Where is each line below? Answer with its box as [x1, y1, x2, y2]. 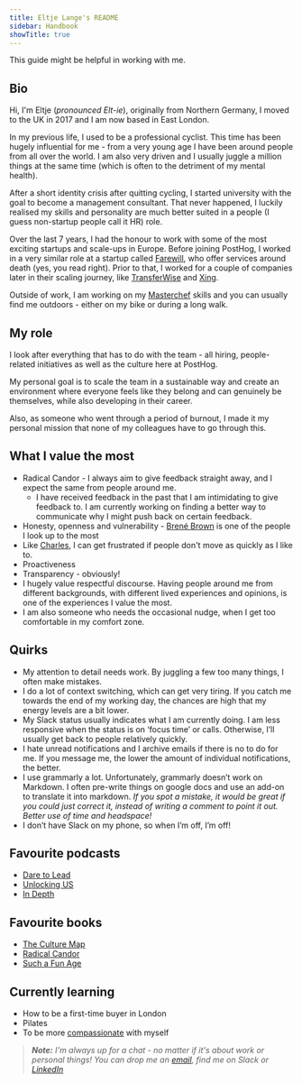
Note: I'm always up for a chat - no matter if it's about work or [31, 1045, 265, 1056]
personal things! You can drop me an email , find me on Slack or [31, 1054, 269, 1065]
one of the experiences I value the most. [22, 597, 173, 608]
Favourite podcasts [9, 846, 121, 861]
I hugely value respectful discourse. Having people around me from [22, 578, 273, 589]
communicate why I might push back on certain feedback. [35, 510, 252, 521]
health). [9, 170, 39, 181]
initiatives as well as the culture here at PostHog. [37, 359, 218, 370]
